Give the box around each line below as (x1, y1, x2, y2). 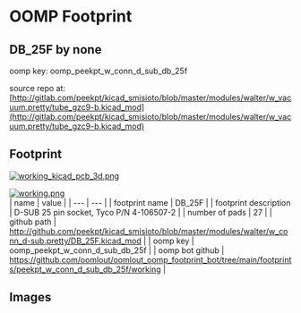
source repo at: (9, 83, 65, 93)
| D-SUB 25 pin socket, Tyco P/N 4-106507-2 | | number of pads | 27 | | (9, 207, 273, 217)
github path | (9, 216, 56, 227)
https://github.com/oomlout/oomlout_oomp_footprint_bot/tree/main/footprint (9, 254, 292, 265)
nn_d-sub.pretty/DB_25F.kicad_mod (9, 235, 142, 246)
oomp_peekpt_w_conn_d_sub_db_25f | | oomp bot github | (9, 244, 225, 256)
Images (9, 290, 52, 305)
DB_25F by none (9, 42, 102, 57)
